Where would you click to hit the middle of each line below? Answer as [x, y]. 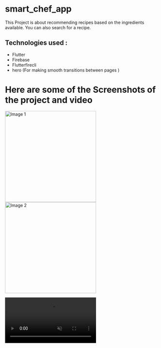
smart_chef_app [38, 9]
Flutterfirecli [24, 65]
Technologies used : [36, 43]
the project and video [49, 100]
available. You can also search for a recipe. [48, 27]
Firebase [21, 60]
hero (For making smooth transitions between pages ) [66, 70]
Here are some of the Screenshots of [80, 90]
